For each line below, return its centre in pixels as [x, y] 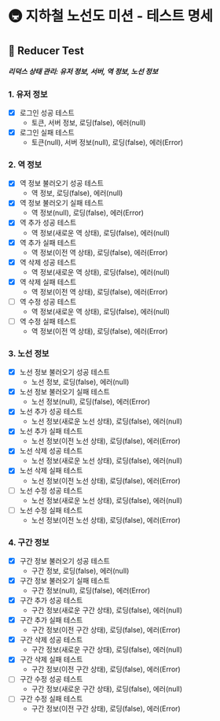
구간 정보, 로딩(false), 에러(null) [80, 571]
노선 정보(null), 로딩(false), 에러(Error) [91, 401]
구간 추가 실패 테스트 [51, 620]
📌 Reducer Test [46, 51]
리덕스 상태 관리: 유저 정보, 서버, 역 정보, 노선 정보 [83, 72]
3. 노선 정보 [29, 353]
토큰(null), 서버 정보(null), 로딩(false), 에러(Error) [107, 142]
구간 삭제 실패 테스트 [51, 660]
